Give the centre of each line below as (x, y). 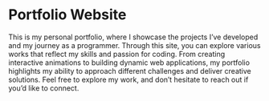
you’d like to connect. (44, 88)
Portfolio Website (67, 15)
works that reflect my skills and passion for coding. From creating (117, 54)
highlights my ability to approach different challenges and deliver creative (130, 71)
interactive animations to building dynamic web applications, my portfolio (129, 63)
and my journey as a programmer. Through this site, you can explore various (134, 45)
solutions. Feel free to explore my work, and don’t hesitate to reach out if (128, 79)
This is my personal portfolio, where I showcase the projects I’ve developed (133, 37)
